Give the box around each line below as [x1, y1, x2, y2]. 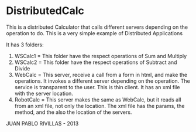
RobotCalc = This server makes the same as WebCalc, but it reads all [14, 96, 181, 103]
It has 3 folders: [6, 41, 44, 48]
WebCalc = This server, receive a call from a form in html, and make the [14, 71, 188, 78]
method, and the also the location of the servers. [14, 109, 132, 116]
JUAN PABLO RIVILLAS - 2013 [6, 120, 79, 127]
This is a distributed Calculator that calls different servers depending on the [6, 23, 188, 31]
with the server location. [14, 90, 73, 97]
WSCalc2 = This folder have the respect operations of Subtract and [14, 59, 177, 66]
